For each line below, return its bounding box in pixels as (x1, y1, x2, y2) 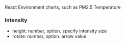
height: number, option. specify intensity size (12, 28, 107, 34)
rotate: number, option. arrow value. (12, 33, 88, 39)
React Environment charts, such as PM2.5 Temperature (5, 4, 121, 10)
